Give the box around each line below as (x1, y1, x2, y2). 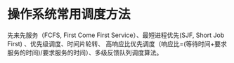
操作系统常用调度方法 (7, 6, 131, 22)
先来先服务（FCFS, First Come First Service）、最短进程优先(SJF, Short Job (7, 31, 225, 39)
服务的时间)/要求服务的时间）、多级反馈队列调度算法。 (7, 48, 163, 57)
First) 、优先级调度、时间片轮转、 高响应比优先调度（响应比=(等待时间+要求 (7, 39, 227, 48)
